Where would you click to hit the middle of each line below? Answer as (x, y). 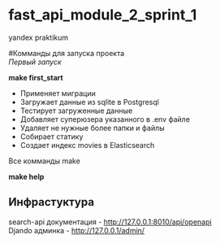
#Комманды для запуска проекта (67, 53)
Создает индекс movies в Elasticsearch (87, 145)
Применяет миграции (58, 93)
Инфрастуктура (52, 202)
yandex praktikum (39, 37)
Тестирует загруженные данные (76, 111)
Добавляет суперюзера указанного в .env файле (105, 119)
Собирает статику (52, 137)
